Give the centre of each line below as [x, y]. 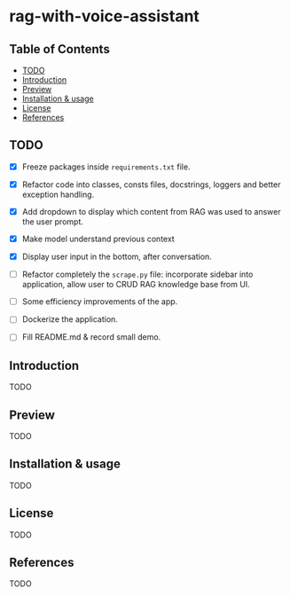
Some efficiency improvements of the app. [100, 302]
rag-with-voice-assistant [104, 16]
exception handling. [58, 194]
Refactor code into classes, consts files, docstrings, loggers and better [151, 184]
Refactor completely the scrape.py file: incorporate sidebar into [137, 274]
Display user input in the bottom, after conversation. [117, 257]
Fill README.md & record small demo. [91, 337]
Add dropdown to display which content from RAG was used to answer [151, 211]
